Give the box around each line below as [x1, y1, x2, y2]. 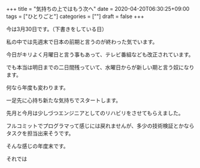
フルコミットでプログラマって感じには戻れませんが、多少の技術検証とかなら [6, 122, 195, 129]
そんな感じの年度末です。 [6, 143, 69, 149]
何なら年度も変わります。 [6, 84, 69, 91]
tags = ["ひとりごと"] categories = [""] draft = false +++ [6, 13, 145, 20]
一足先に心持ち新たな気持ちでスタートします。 [6, 97, 122, 104]
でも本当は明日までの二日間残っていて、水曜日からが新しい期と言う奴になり [6, 64, 195, 71]
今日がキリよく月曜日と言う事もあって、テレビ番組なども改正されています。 [6, 51, 194, 58]
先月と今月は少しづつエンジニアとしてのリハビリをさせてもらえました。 [6, 110, 184, 116]
